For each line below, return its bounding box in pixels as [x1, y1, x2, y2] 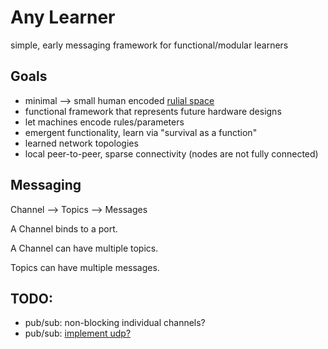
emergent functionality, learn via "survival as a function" [24, 126, 258, 138]
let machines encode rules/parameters [24, 116, 185, 128]
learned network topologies [24, 137, 139, 149]
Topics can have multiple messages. [10, 261, 160, 273]
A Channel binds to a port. [10, 222, 118, 235]
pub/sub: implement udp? [24, 327, 132, 340]
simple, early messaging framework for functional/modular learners [10, 39, 289, 51]
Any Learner [10, 6, 116, 29]
